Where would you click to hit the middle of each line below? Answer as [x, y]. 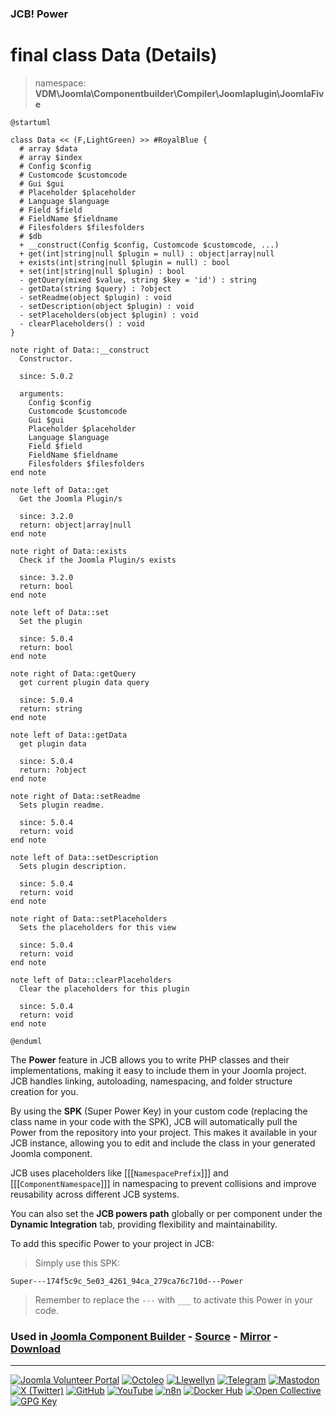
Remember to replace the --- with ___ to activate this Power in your [173, 1299]
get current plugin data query [84, 682]
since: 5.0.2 [46, 376]
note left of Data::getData [69, 735]
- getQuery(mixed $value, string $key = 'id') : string [138, 280]
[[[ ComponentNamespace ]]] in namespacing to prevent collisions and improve [163, 1183]
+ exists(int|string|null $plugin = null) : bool [124, 262]
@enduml [26, 1041]
